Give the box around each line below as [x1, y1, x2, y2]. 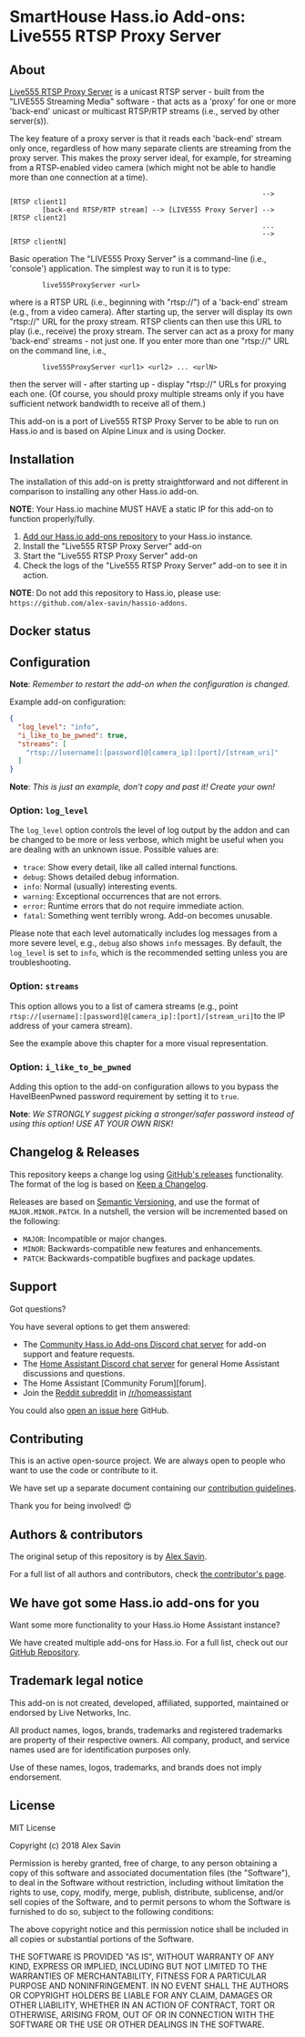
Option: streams [9, 980, 79, 993]
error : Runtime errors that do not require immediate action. [22, 900, 245, 911]
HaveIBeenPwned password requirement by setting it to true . [9, 1091, 239, 1102]
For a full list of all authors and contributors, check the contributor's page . [9, 1569, 287, 1580]
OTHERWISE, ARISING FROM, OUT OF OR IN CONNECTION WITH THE [9, 2009, 275, 2020]
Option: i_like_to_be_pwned [9, 1060, 132, 1073]
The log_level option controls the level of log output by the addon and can [9, 825, 290, 836]
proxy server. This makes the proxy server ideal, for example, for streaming [9, 152, 292, 163]
